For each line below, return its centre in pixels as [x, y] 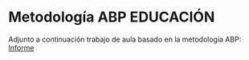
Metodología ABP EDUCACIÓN [112, 17]
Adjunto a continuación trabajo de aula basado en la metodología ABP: [125, 39]
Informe [21, 47]
